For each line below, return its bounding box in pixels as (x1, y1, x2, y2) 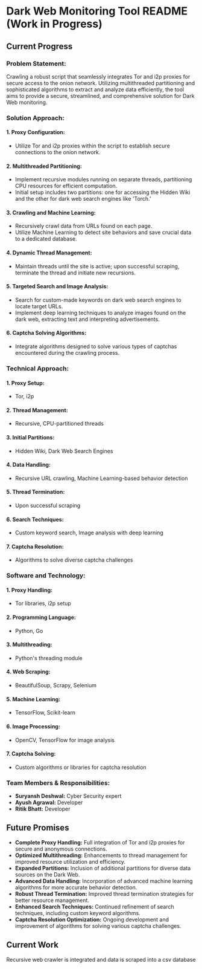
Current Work (6, 940, 59, 950)
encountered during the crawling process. (14, 349, 120, 357)
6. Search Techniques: (6, 516, 65, 523)
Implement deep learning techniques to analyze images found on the (14, 309, 186, 316)
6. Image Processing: (6, 722, 60, 730)
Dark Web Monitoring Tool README (6, 4, 188, 18)
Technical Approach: (6, 364, 69, 372)
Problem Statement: (6, 59, 66, 68)
